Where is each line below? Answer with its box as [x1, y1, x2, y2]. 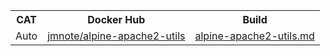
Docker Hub [87, 13, 146, 26]
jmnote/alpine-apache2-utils [47, 29, 186, 43]
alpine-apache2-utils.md [194, 29, 315, 43]
